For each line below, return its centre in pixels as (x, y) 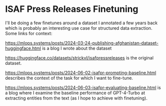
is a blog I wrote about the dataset (77, 48)
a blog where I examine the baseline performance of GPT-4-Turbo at (75, 93)
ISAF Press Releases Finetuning (72, 9)
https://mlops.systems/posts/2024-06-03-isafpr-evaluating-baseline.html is (83, 87)
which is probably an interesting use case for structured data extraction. (79, 28)
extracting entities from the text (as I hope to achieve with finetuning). (76, 98)
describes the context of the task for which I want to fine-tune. (69, 78)
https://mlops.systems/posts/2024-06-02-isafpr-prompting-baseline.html (81, 72)
